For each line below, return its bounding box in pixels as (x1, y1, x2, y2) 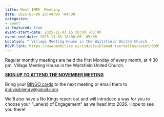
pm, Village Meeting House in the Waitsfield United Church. (5, 62, 124, 68)
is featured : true (5, 25, 42, 30)
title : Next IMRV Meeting (5, 7, 60, 12)
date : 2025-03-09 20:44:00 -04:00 (5, 12, 76, 17)
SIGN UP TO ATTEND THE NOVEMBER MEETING (5, 71, 104, 77)
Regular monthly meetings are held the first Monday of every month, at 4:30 (5, 57, 158, 63)
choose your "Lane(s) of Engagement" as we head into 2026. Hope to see (5, 101, 154, 107)
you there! (5, 106, 26, 112)
